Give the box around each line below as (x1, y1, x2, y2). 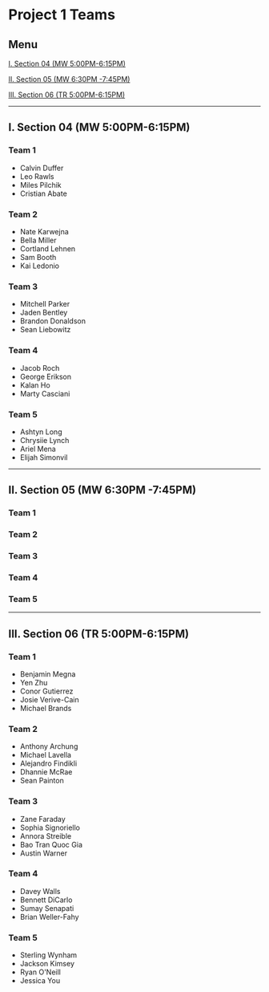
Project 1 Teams (8, 6, 116, 24)
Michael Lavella (19, 750, 72, 760)
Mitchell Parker (19, 299, 70, 309)
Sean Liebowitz (19, 325, 71, 335)
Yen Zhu (19, 677, 48, 687)
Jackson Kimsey (19, 959, 74, 969)
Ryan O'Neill (19, 967, 62, 977)
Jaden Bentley (19, 307, 68, 318)
